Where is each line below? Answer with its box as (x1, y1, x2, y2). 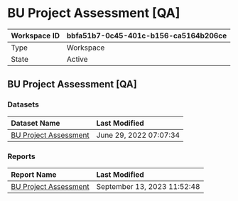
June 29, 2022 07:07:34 (96, 130, 180, 140)
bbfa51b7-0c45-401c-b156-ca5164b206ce (66, 31, 227, 40)
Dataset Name (11, 118, 60, 128)
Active (66, 54, 88, 64)
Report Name (11, 169, 57, 179)
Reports (7, 151, 36, 161)
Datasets (7, 99, 39, 109)
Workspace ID (11, 31, 60, 40)
